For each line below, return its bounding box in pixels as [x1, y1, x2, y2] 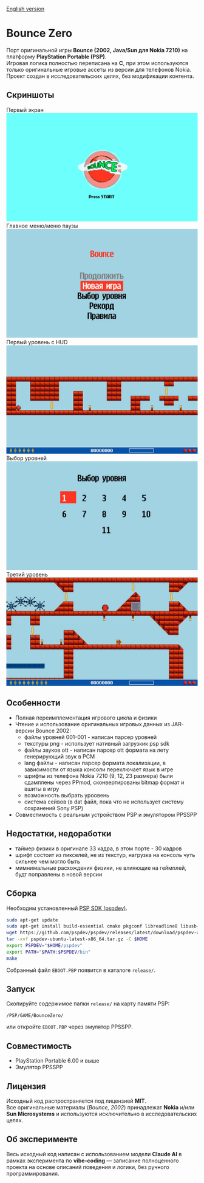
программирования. [6, 1170, 59, 1177]
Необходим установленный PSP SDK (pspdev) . [6, 904, 127, 912]
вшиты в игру [24, 785, 59, 793]
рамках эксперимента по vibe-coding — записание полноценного [6, 1157, 179, 1164]
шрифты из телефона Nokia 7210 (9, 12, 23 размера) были [24, 772, 173, 779]
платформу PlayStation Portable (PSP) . [6, 53, 107, 60]
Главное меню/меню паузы [6, 222, 78, 230]
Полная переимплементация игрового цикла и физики [15, 714, 157, 721]
